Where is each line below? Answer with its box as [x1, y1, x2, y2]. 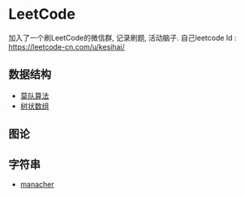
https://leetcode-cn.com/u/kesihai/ [8, 42, 125, 51]
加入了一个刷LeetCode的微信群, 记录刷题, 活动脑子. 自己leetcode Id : [8, 33, 237, 42]
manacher [19, 179, 54, 189]
